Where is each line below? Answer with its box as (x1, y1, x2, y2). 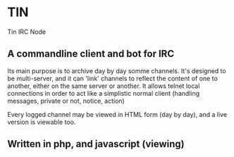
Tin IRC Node (7, 27, 47, 36)
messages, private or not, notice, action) (7, 96, 125, 105)
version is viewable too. (7, 118, 76, 126)
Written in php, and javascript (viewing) (7, 138, 185, 150)
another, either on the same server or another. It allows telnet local (7, 82, 200, 90)
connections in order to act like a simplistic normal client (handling (7, 89, 199, 97)
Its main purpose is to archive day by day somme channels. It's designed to (7, 66, 227, 75)
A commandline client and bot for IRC (7, 48, 175, 60)
